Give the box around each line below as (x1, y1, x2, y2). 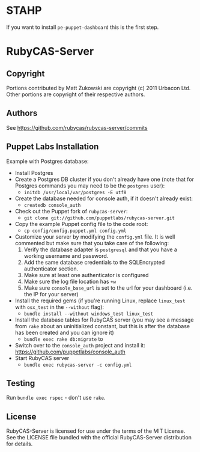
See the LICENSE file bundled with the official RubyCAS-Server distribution (6, 434, 192, 441)
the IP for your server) (23, 290, 79, 298)
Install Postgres (14, 169, 53, 176)
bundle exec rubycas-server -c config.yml (23, 362, 132, 368)
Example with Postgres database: (6, 157, 89, 165)
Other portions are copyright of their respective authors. (6, 91, 145, 98)
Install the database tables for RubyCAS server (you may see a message (14, 316, 194, 323)
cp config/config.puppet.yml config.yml (23, 228, 127, 234)
